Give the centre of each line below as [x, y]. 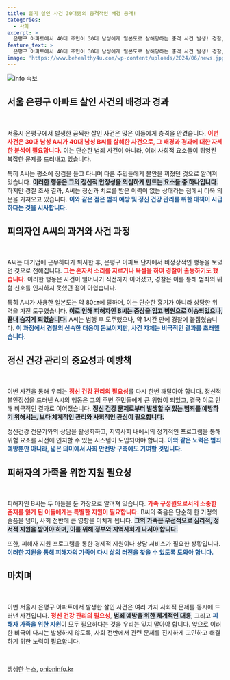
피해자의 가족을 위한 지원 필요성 [69, 472]
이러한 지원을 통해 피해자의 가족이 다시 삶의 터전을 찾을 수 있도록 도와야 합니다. [111, 552]
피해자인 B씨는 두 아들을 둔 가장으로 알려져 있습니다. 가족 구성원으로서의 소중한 [112, 503]
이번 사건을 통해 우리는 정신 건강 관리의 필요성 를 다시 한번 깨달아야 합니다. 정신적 [114, 392]
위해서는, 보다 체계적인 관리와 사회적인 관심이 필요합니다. [89, 417]
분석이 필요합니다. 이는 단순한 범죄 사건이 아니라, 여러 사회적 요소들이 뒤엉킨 [115, 150]
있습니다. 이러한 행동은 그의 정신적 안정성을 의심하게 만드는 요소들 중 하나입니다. [113, 181]
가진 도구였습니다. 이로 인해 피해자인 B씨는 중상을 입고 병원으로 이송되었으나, [121, 311]
